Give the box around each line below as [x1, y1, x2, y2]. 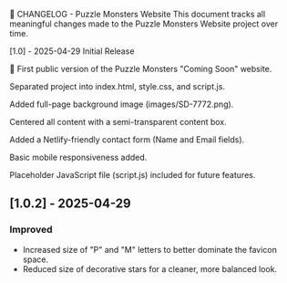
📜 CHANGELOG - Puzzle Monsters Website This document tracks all [9, 9, 266, 19]
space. [22, 254, 48, 265]
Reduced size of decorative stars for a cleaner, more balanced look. [22, 263, 278, 274]
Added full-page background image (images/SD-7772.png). [9, 99, 234, 110]
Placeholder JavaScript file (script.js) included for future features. [9, 170, 256, 180]
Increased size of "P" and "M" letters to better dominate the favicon [22, 244, 278, 255]
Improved [9, 224, 53, 236]
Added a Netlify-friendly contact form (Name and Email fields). [9, 134, 245, 145]
